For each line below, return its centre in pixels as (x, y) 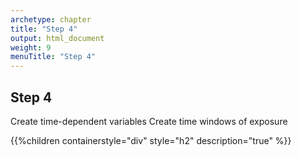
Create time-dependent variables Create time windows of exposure (149, 121)
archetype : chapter (51, 19)
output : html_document (57, 38)
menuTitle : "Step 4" (53, 57)
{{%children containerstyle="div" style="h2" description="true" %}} (151, 140)
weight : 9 (31, 47)
